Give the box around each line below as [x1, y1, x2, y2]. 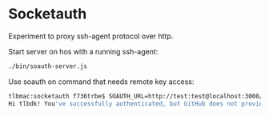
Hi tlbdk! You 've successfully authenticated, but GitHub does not [8, 99, 239, 108]
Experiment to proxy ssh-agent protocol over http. [8, 31, 174, 41]
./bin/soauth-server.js [8, 62, 88, 70]
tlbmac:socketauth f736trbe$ [8, 92, 106, 100]
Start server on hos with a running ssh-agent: [8, 46, 159, 56]
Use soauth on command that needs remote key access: [8, 77, 195, 86]
